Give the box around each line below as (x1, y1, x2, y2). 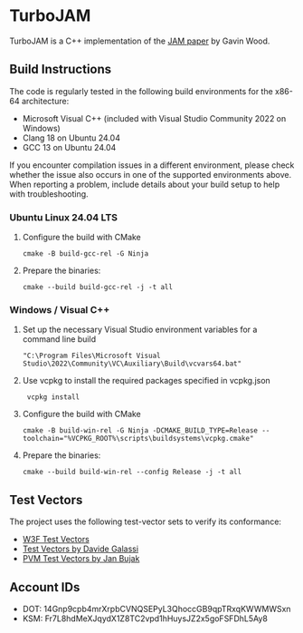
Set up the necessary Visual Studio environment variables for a (22, 324, 258, 336)
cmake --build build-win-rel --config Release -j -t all (22, 468, 242, 477)
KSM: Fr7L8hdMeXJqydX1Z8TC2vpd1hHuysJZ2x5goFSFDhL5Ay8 (22, 613, 269, 624)
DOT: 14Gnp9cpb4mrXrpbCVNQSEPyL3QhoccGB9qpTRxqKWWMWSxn (22, 603, 291, 614)
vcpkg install (26, 393, 80, 402)
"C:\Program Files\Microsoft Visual (22, 351, 161, 361)
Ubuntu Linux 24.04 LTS (9, 210, 118, 223)
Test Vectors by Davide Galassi (22, 543, 138, 554)
